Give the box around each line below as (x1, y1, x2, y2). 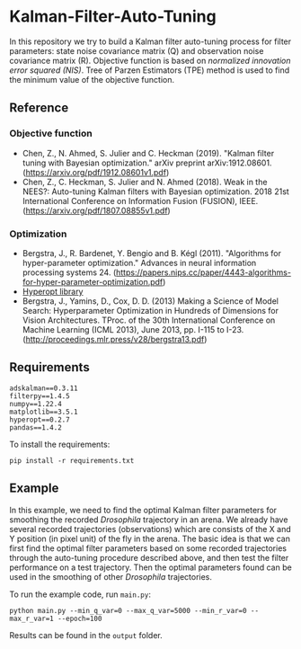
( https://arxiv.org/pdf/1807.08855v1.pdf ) (22, 205, 171, 216)
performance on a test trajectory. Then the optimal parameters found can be (9, 562, 292, 573)
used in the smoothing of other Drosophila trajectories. (9, 571, 213, 582)
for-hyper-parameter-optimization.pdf (22, 276, 164, 287)
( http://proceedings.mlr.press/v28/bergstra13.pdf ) (22, 333, 208, 344)
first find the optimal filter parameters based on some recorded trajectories (9, 542, 288, 554)
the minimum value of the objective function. (9, 74, 175, 84)
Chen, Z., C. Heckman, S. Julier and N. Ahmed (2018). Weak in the (22, 176, 268, 187)
